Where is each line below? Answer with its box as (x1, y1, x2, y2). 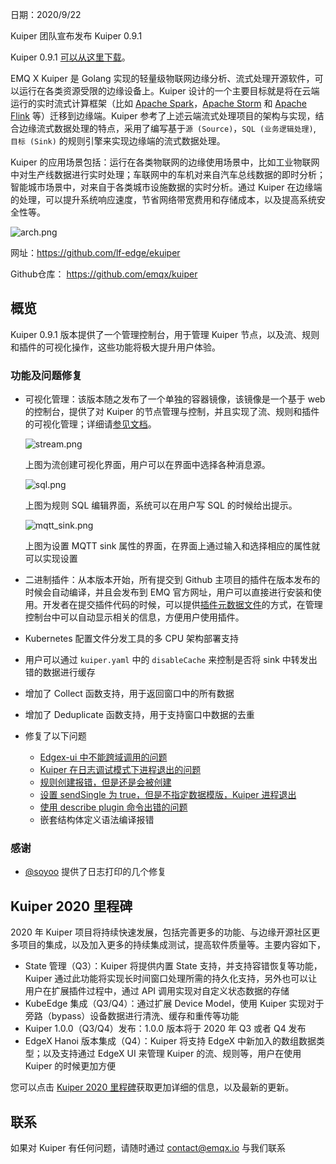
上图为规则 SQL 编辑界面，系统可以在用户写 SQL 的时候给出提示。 (24, 499, 298, 512)
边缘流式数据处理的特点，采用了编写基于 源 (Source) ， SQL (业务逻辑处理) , (18, 123, 317, 134)
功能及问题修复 (10, 368, 83, 382)
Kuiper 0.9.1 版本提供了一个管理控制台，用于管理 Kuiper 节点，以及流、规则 (10, 328, 320, 340)
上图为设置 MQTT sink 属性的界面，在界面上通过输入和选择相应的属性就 (24, 540, 321, 552)
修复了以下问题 (24, 730, 87, 742)
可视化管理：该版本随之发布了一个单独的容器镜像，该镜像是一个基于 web (24, 393, 326, 405)
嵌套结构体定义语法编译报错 (39, 814, 155, 826)
